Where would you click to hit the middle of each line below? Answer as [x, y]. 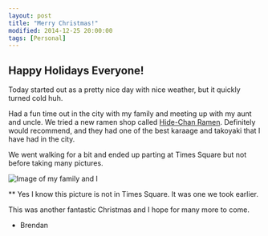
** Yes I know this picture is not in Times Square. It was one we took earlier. [134, 194]
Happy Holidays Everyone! [76, 70]
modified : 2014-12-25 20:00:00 [61, 30]
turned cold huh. [36, 98]
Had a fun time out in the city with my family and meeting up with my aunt [130, 114]
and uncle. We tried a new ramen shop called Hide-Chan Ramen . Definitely [132, 122]
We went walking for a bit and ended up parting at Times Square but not [128, 155]
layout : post [30, 16]
